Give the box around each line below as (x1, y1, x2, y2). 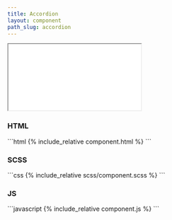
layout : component (7, 17, 62, 24)
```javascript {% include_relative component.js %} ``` (7, 204, 160, 213)
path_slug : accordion (7, 23, 71, 30)
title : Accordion (7, 10, 59, 18)
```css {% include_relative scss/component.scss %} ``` (7, 170, 166, 179)
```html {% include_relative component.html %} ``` (7, 137, 152, 146)
